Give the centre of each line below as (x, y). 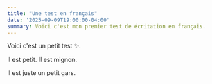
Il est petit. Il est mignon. (42, 60)
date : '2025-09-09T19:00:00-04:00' (59, 20)
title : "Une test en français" (52, 13)
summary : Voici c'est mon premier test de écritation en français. (107, 26)
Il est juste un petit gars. (42, 73)
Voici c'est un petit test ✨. (44, 46)
